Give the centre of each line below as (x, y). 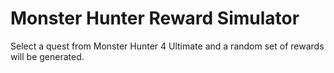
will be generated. (47, 56)
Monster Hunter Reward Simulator (155, 18)
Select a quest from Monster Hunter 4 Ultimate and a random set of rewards (167, 46)
